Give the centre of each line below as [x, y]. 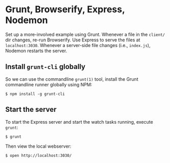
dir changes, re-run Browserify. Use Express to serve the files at [73, 40]
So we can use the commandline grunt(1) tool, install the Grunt [72, 79]
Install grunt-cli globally [45, 67]
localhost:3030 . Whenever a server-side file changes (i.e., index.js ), [78, 45]
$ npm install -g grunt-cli [35, 94]
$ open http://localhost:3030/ [39, 155]
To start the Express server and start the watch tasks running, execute [79, 122]
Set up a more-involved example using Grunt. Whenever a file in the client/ [85, 34]
